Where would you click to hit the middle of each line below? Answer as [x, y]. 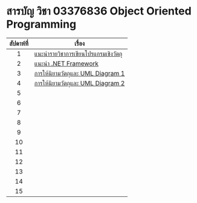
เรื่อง [80, 43]
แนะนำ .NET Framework [66, 63]
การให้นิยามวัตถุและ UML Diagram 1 [79, 73]
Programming [41, 24]
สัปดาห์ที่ [19, 43]
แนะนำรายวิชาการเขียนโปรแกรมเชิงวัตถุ [78, 54]
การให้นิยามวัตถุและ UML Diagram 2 [79, 83]
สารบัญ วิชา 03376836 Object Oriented [99, 11]
